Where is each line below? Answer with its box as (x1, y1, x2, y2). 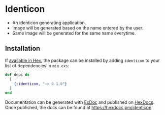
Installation (5, 44, 40, 53)
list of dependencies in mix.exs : (5, 62, 69, 68)
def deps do (5, 72, 30, 77)
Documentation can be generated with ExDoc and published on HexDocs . (5, 99, 155, 105)
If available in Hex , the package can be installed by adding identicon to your (5, 57, 160, 63)
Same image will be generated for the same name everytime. (12, 30, 136, 36)
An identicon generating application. (12, 20, 86, 26)
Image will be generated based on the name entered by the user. (12, 25, 144, 30)
